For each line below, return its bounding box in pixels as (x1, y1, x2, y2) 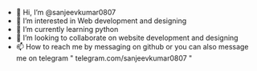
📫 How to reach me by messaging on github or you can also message (15, 42, 249, 51)
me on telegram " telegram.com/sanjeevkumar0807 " (15, 53, 193, 63)
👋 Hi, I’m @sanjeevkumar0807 (15, 8, 116, 17)
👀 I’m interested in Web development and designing (15, 16, 187, 26)
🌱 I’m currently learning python (15, 25, 119, 34)
